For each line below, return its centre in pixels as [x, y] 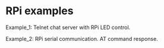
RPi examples [40, 11]
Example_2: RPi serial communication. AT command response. [82, 39]
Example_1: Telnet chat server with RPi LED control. [68, 27]
